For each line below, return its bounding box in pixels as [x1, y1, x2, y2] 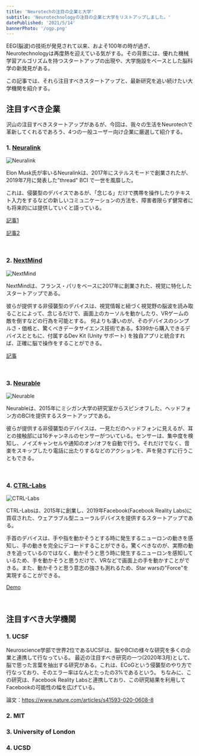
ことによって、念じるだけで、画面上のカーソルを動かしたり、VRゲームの [11, 310, 189, 317]
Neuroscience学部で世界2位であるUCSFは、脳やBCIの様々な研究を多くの [6, 646, 186, 654]
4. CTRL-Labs [6, 481, 46, 489]
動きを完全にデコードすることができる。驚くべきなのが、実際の [31, 542, 188, 549]
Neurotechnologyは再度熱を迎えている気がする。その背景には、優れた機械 [6, 50, 189, 57]
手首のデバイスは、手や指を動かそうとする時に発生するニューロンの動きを [6, 535, 188, 542]
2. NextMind [6, 257, 43, 265]
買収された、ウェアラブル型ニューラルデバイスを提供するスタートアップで [6, 514, 188, 521]
